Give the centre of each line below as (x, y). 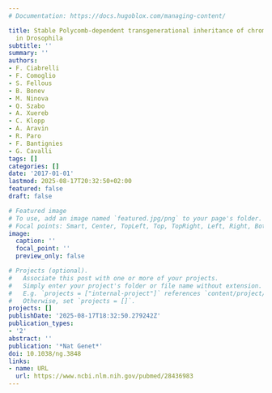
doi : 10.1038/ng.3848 (45, 353)
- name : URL (28, 369)
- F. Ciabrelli (34, 68)
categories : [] (34, 166)
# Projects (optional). (49, 271)
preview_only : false (50, 256)
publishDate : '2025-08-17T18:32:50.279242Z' (85, 316)
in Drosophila (39, 38)
